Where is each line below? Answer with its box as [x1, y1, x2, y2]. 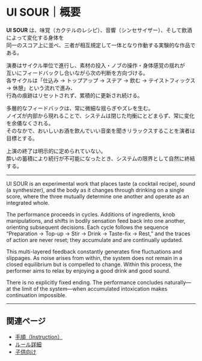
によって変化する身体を [6, 34, 64, 41]
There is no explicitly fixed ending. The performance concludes [6, 279, 164, 286]
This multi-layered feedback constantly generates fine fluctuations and [6, 247, 182, 255]
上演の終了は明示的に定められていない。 [6, 147, 106, 154]
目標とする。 [6, 135, 38, 142]
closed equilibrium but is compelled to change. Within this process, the [6, 261, 182, 268]
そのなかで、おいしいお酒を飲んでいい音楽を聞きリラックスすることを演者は [6, 127, 195, 134]
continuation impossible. [6, 291, 67, 299]
